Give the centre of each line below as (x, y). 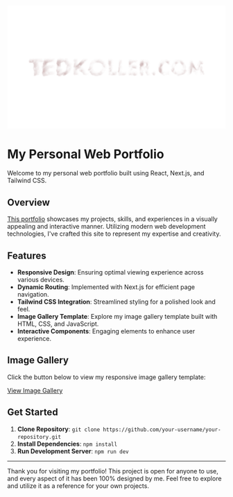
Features (27, 255)
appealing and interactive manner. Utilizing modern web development (106, 227)
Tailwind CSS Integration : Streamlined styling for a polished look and (116, 302)
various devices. (41, 280)
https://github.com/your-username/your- (162, 429)
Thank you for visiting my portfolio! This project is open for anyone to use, (113, 471)
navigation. (33, 295)
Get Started (33, 412)
